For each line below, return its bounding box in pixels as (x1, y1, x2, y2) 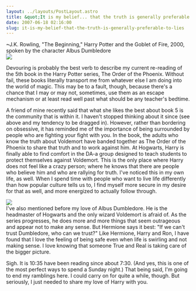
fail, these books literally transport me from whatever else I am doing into (6, 77, 183, 84)
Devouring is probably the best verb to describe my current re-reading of (6, 64, 183, 71)
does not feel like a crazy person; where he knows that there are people (6, 163, 180, 170)
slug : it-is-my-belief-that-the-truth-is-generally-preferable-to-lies (6, 25, 184, 31)
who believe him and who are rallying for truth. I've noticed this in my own (6, 169, 184, 176)
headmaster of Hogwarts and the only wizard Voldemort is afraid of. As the (6, 211, 187, 218)
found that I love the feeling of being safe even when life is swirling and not (6, 236, 187, 243)
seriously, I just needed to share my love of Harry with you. (6, 279, 148, 286)
